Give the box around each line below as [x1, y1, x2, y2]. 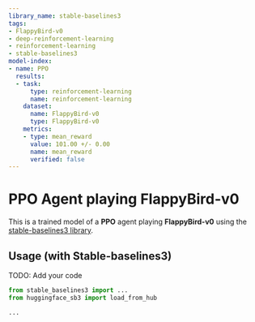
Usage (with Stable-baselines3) [8, 249, 172, 263]
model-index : [8, 58, 53, 66]
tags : [8, 19, 27, 28]
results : [15, 72, 45, 80]
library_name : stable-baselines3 [8, 11, 121, 20]
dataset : [23, 102, 53, 110]
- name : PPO [8, 65, 49, 73]
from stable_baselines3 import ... [8, 286, 129, 294]
